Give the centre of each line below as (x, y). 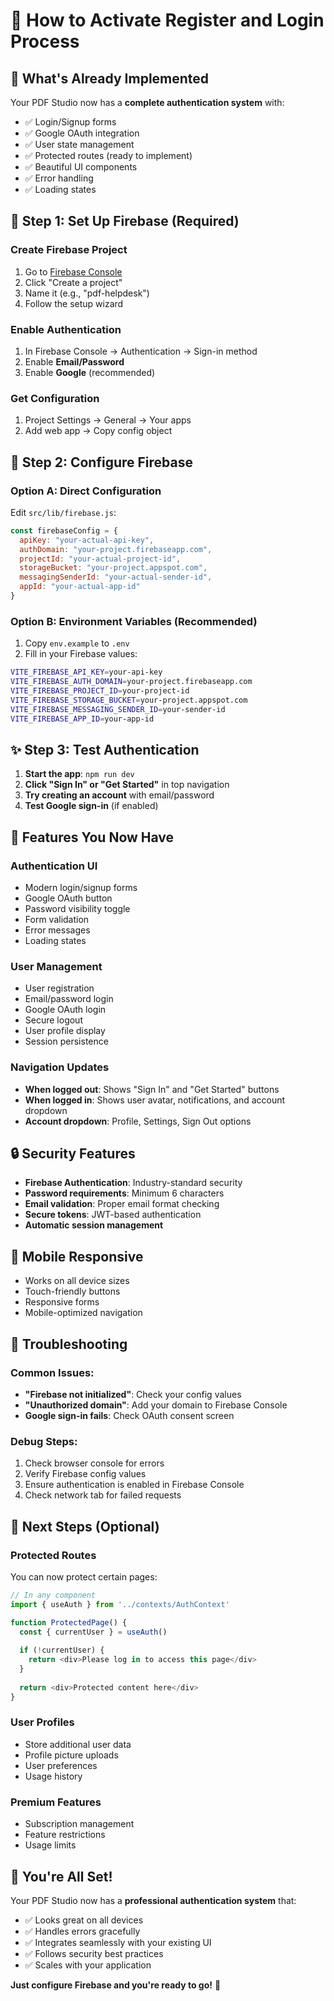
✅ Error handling (59, 178)
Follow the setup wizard (74, 303)
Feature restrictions (65, 1835)
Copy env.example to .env (77, 643)
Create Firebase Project (69, 250)
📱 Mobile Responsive (77, 1256)
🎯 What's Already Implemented (110, 78)
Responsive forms (62, 1302)
